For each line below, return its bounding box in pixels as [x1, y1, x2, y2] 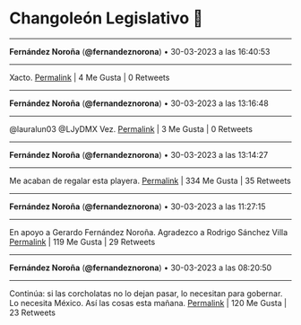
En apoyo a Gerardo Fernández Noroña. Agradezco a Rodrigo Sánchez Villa [9, 226, 288, 237]
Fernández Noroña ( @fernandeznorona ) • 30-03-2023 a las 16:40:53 [9, 46, 271, 57]
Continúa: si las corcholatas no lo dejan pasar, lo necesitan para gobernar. [9, 287, 283, 299]
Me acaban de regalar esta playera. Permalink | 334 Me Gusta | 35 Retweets [9, 175, 291, 186]
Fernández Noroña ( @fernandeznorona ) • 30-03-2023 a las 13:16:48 [9, 98, 269, 109]
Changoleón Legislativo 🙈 [9, 8, 203, 29]
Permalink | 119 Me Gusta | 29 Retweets [9, 236, 156, 247]
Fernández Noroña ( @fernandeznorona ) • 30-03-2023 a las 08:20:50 [9, 262, 272, 273]
